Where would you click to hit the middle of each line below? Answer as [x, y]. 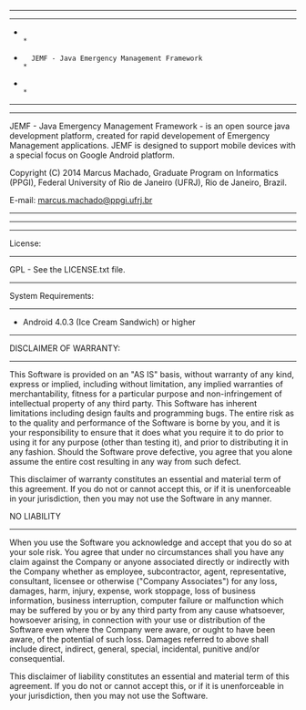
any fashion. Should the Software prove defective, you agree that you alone [151, 452]
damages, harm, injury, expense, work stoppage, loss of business [133, 591]
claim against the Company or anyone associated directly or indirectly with [149, 562]
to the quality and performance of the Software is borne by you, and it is [145, 423]
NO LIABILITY [35, 516]
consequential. [37, 659]
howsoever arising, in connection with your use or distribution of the [138, 620]
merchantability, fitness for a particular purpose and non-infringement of [146, 394]
